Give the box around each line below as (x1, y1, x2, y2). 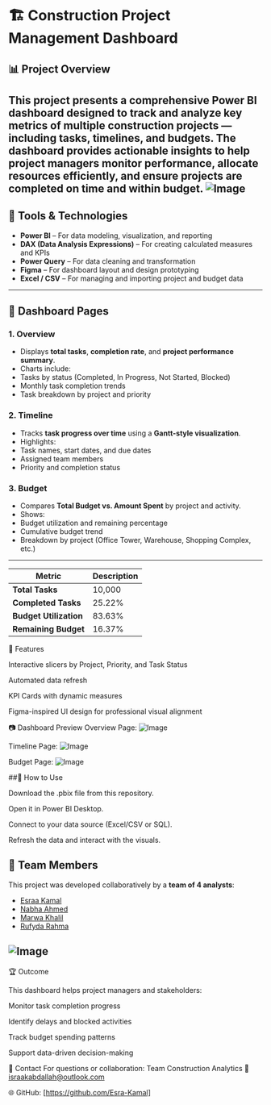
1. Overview (8, 328, 56, 340)
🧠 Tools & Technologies (8, 209, 128, 223)
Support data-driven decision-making (8, 1048, 134, 1057)
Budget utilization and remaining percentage (19, 518, 168, 528)
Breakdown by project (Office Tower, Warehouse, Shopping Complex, (19, 536, 252, 545)
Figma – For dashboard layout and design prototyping (19, 265, 199, 274)
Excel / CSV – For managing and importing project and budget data (19, 273, 244, 283)
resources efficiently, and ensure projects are (8, 169, 243, 182)
